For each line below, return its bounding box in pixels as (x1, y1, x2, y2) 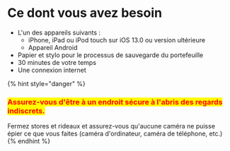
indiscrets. (7, 106, 45, 116)
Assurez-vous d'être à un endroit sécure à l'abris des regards (7, 97, 223, 107)
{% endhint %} (7, 137, 51, 145)
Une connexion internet (17, 66, 86, 74)
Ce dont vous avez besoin (7, 5, 163, 21)
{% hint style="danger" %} (7, 79, 86, 87)
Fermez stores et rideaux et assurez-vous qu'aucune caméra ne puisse (7, 122, 216, 131)
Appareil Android (28, 43, 78, 52)
